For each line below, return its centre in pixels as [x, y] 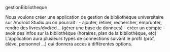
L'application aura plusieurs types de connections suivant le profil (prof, [80, 38]
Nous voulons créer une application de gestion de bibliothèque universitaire [84, 17]
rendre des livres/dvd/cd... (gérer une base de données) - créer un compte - [85, 28]
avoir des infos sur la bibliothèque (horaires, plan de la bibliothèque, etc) [81, 33]
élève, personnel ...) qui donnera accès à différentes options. [69, 44]
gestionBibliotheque [26, 7]
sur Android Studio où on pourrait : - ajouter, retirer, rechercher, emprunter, [84, 22]
